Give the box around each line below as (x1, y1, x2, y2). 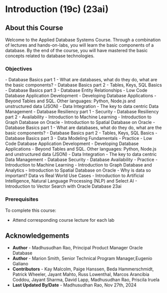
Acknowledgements (5, 231, 69, 240)
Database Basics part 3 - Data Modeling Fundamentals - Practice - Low (5, 135, 152, 141)
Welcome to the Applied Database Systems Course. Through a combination (5, 37, 161, 43)
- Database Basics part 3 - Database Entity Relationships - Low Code (5, 87, 147, 93)
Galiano (12, 261, 28, 267)
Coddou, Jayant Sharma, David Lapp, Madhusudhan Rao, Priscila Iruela (12, 277, 160, 283)
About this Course (5, 24, 63, 32)
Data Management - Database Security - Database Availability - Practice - (5, 157, 158, 163)
